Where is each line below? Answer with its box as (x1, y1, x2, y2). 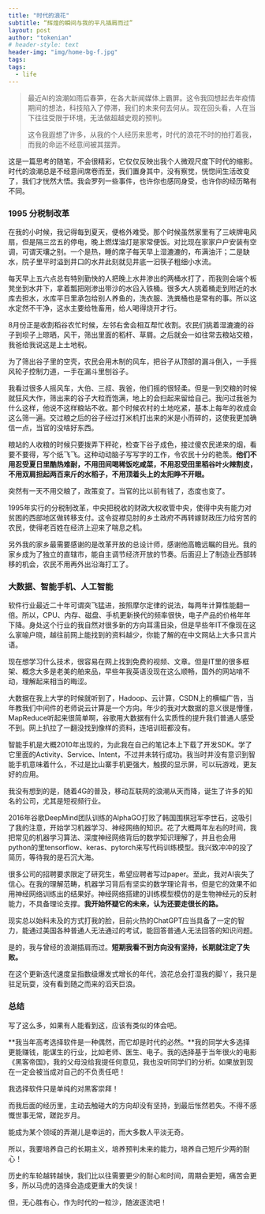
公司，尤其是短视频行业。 (21, 796, 105, 806)
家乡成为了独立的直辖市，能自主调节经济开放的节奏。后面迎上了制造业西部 (8, 549, 250, 558)
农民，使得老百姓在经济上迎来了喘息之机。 (8, 523, 147, 532)
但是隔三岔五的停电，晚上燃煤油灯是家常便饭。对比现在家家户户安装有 (21, 236, 250, 246)
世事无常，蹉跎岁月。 (14, 1110, 84, 1120)
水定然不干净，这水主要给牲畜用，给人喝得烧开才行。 (8, 303, 181, 312)
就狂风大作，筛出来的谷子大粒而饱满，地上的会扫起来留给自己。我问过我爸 (8, 393, 250, 403)
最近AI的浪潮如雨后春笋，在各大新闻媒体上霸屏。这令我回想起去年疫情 (27, 93, 256, 103)
